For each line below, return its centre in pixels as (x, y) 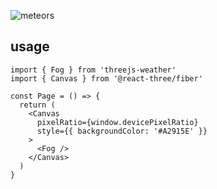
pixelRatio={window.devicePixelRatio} (117, 122)
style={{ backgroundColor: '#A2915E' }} (122, 131)
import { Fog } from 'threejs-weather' (93, 70)
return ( (37, 105)
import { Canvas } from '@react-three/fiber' (106, 78)
